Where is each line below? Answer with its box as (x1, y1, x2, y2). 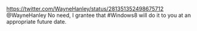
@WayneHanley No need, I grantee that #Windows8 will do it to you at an (6, 12, 191, 19)
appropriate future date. (6, 18, 67, 25)
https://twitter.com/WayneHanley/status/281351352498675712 (6, 5, 164, 12)
